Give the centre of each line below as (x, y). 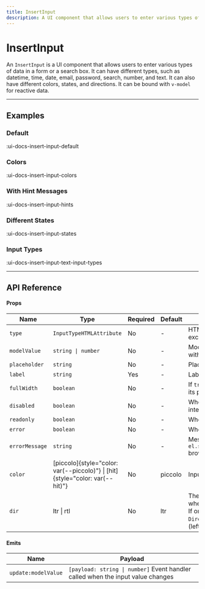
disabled (22, 406)
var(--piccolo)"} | (79, 471)
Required (141, 319)
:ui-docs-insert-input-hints (40, 204)
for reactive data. (28, 91)
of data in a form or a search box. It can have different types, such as (93, 71)
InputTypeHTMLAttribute (87, 333)
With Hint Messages (37, 191)
